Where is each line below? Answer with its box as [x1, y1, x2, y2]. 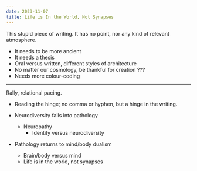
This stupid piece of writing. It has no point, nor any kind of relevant [6, 30, 170, 37]
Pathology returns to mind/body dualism [14, 141, 113, 148]
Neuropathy [23, 123, 53, 130]
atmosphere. [6, 36, 37, 43]
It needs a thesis [14, 54, 55, 61]
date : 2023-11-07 [6, 8, 49, 15]
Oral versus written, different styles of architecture [14, 60, 137, 67]
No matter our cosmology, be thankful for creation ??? [14, 66, 145, 73]
